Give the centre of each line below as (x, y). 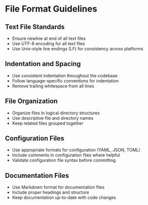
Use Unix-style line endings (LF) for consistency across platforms (78, 49)
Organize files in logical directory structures (56, 113)
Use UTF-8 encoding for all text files (49, 44)
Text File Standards (35, 27)
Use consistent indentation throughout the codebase (65, 76)
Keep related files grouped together (48, 123)
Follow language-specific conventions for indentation (65, 80)
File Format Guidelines (51, 9)
